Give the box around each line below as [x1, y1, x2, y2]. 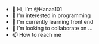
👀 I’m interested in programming [11, 12, 91, 19]
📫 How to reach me [11, 32, 61, 38]
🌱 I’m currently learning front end [11, 18, 94, 25]
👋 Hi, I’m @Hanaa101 [11, 6, 63, 12]
